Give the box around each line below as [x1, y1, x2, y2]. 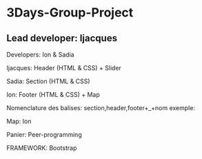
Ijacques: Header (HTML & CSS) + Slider [6, 64, 122, 72]
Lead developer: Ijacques [6, 32, 118, 44]
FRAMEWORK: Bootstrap [6, 144, 77, 152]
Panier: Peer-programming [6, 131, 82, 138]
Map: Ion [6, 117, 32, 125]
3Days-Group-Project [6, 5, 134, 21]
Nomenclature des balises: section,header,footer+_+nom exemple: [6, 104, 196, 112]
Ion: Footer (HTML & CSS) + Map [6, 91, 101, 98]
